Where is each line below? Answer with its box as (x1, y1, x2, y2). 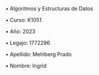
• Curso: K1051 (5, 17, 42, 23)
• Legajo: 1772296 (5, 40, 51, 46)
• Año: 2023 (5, 28, 36, 35)
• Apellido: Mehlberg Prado (5, 51, 72, 58)
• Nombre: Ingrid (5, 62, 47, 69)
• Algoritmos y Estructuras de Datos (5, 5, 94, 12)
